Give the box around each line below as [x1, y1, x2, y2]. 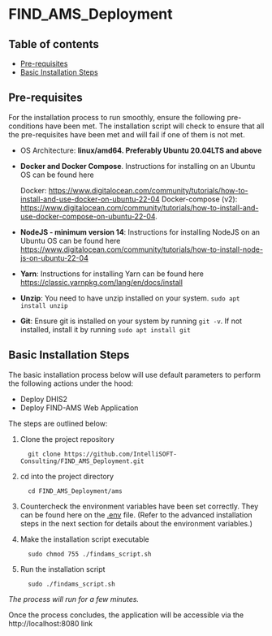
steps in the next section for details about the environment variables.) [19, 518, 253, 528]
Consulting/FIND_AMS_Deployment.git [19, 456, 145, 465]
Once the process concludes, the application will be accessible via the [8, 610, 244, 620]
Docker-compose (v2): [161, 194, 238, 204]
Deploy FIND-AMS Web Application [19, 403, 139, 413]
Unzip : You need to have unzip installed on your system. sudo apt [19, 293, 240, 303]
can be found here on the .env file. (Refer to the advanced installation [19, 509, 253, 520]
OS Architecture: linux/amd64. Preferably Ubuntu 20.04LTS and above [19, 145, 262, 155]
